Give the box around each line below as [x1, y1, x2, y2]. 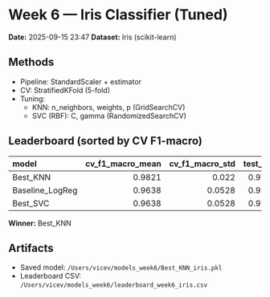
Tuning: [19, 94, 46, 104]
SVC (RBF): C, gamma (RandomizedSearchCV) [31, 111, 187, 120]
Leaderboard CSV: [19, 271, 82, 281]
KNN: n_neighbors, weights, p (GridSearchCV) [31, 102, 186, 112]
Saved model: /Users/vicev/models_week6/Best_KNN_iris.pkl [19, 262, 223, 272]
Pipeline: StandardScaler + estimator [19, 76, 142, 86]
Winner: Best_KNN [8, 218, 72, 228]
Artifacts [8, 241, 54, 254]
